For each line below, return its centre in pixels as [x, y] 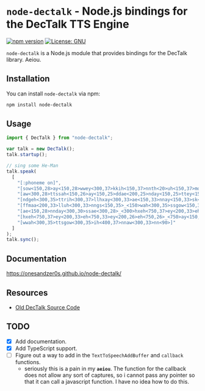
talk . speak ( [21, 171]
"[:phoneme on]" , [39, 183]
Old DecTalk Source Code [48, 307]
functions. [28, 362]
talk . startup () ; [27, 155]
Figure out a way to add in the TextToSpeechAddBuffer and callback [99, 355]
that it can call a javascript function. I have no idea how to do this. [106, 381]
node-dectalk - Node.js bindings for [97, 11]
